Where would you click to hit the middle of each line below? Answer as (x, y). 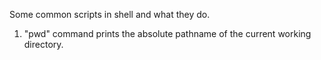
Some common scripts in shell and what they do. (110, 14)
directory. (43, 44)
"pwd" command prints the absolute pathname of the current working (167, 33)
